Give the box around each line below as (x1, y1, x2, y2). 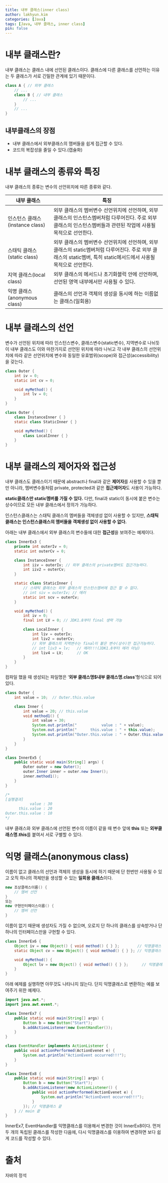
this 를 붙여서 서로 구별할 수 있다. (18, 832, 83, 838)
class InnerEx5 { (5, 755, 41, 760)
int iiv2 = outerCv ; (23, 567, 66, 572)
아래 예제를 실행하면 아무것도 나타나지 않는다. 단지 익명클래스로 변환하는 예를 (5, 981, 155, 987)
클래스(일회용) (59, 297, 91, 304)
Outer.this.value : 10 (5, 811, 52, 816)
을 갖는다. (5, 359, 24, 365)
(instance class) (7, 221, 45, 228)
